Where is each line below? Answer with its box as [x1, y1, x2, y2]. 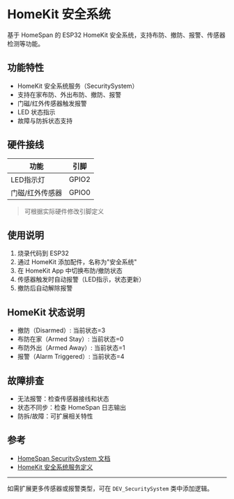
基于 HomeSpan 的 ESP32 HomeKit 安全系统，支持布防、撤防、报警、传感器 [7, 31, 226, 39]
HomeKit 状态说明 [7, 306, 85, 318]
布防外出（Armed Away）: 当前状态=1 [17, 344, 125, 352]
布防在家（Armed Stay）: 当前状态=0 [17, 335, 124, 344]
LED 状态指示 [17, 107, 56, 116]
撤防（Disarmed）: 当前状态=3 [17, 326, 106, 335]
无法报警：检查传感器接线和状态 [17, 394, 109, 403]
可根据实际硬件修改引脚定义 [24, 207, 104, 215]
